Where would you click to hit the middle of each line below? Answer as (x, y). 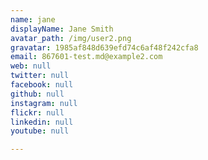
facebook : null (42, 85)
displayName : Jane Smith (62, 29)
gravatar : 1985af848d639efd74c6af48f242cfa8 (104, 47)
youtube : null (40, 131)
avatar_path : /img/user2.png (71, 38)
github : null (37, 94)
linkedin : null (42, 122)
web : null (31, 66)
